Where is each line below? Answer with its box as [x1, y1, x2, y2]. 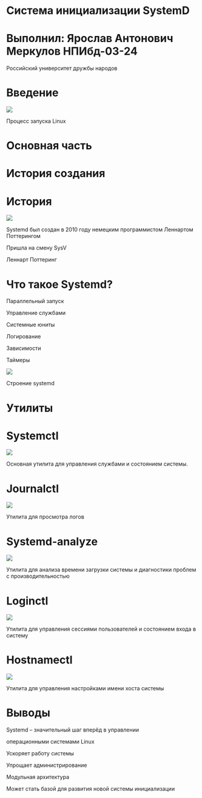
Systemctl [6, 429, 59, 443]
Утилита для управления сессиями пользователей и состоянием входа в [6, 625, 196, 633]
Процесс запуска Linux [6, 117, 66, 125]
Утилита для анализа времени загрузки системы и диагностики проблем [6, 566, 197, 573]
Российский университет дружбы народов [6, 65, 118, 72]
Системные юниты [6, 321, 55, 329]
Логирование [6, 333, 41, 340]
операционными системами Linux [6, 738, 95, 746]
